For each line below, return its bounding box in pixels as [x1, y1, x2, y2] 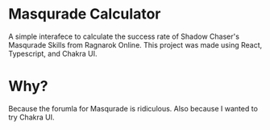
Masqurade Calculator [8, 5, 161, 23]
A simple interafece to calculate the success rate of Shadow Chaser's [8, 31, 240, 41]
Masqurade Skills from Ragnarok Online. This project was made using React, [8, 40, 263, 49]
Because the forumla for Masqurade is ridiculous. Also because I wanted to [8, 103, 258, 113]
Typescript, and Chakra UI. [8, 48, 98, 58]
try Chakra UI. [8, 112, 55, 122]
